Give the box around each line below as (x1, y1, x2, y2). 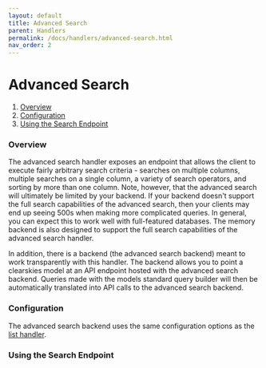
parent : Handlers (8, 26, 66, 34)
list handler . (8, 329, 46, 339)
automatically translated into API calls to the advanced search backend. (8, 283, 244, 292)
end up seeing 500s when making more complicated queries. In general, (8, 208, 247, 218)
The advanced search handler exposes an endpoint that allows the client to (8, 157, 256, 167)
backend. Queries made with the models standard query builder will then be (8, 275, 258, 284)
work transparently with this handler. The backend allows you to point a (8, 257, 244, 267)
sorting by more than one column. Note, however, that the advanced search (8, 183, 257, 192)
